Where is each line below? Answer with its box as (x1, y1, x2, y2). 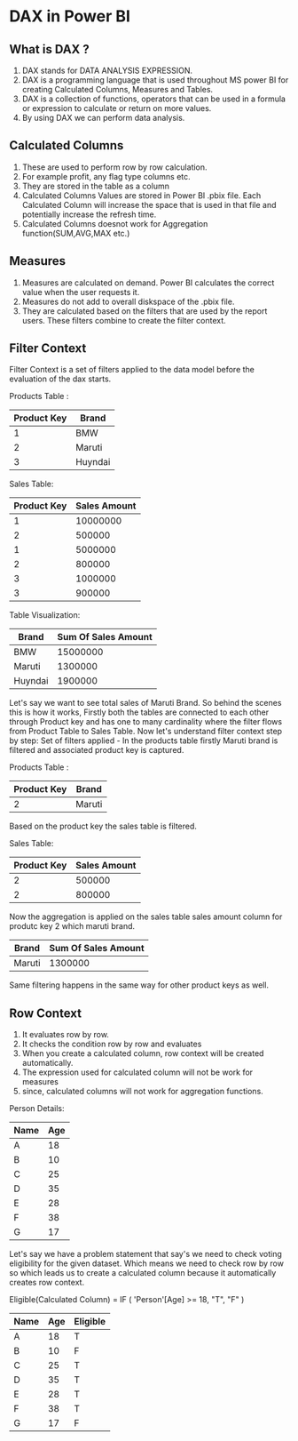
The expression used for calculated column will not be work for (21, 1067, 254, 1077)
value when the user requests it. (21, 286, 140, 297)
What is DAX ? (9, 42, 90, 57)
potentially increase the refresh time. (21, 209, 157, 220)
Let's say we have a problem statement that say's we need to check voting (9, 1249, 282, 1260)
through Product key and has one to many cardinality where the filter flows (9, 716, 282, 727)
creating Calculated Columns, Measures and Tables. (21, 84, 214, 94)
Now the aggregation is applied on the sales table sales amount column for (9, 911, 283, 922)
